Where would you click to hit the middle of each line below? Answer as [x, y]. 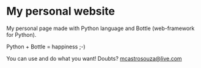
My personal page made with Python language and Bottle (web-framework [100, 28]
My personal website [61, 11]
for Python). [21, 34]
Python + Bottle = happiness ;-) [46, 47]
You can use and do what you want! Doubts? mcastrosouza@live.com [94, 58]
